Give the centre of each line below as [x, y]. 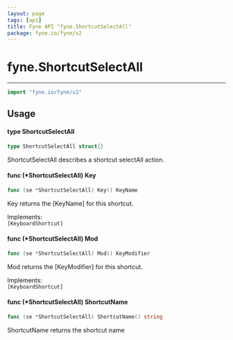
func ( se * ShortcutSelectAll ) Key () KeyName [72, 190]
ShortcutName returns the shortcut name [66, 330]
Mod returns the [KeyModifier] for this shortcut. [75, 266]
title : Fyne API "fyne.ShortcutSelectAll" [69, 26]
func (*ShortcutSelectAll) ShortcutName [68, 302]
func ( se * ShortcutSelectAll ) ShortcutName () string [85, 316]
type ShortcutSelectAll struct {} [55, 146]
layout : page [26, 14]
